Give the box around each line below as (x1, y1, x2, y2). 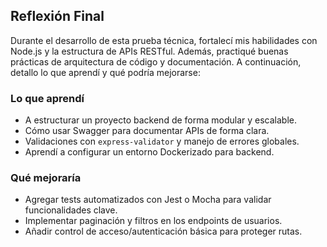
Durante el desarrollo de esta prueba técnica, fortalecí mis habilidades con (10, 34, 318, 46)
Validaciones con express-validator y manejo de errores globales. (24, 135, 300, 148)
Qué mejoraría (10, 171, 82, 185)
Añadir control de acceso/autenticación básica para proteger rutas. (24, 225, 303, 238)
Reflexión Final (10, 8, 105, 25)
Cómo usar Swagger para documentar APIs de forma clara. (24, 125, 270, 137)
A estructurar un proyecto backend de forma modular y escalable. (24, 114, 298, 126)
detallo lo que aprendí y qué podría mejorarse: (10, 66, 201, 78)
